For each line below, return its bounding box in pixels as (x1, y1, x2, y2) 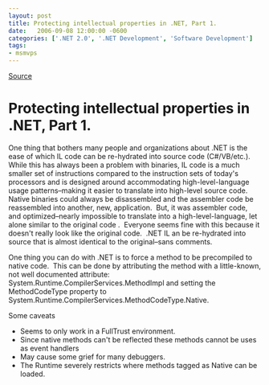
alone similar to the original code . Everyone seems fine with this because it (8, 219, 260, 229)
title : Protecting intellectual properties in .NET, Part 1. (8, 19, 218, 27)
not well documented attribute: (8, 269, 110, 279)
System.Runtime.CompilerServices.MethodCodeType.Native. (8, 295, 210, 305)
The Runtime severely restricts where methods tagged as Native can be (19, 360, 258, 370)
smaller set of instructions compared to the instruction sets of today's (8, 168, 239, 178)
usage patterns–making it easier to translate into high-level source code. (8, 186, 248, 195)
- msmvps (8, 49, 38, 57)
